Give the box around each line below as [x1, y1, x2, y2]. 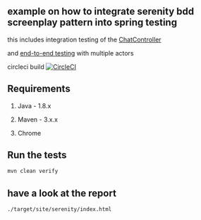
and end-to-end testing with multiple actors [7, 48, 134, 57]
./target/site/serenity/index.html [7, 206, 112, 213]
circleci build [7, 63, 44, 71]
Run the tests [7, 149, 67, 161]
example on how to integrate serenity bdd [7, 6, 195, 18]
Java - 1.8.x [17, 101, 51, 110]
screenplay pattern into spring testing [7, 17, 178, 29]
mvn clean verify [7, 168, 59, 175]
